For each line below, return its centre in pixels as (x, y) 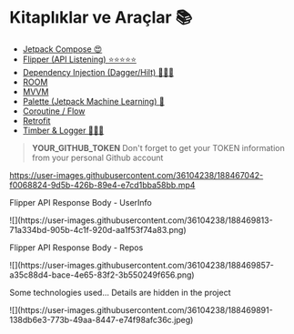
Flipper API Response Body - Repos (76, 248)
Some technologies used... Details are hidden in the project (120, 292)
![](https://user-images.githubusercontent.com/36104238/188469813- (141, 220)
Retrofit (36, 120)
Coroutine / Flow (54, 111)
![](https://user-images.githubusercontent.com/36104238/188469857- (142, 265)
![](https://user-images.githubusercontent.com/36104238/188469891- (141, 309)
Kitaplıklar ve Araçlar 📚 (101, 18)
